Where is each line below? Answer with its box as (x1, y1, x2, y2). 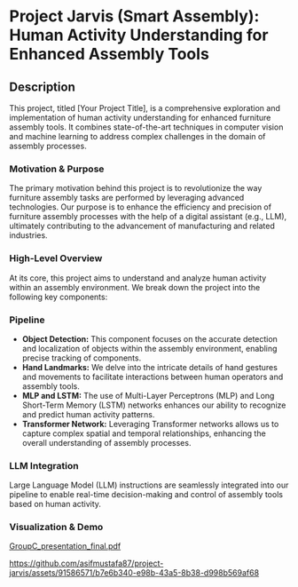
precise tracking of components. (21, 353, 142, 363)
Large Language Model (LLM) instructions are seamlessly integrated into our (9, 480, 289, 490)
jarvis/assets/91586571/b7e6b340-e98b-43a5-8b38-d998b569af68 (9, 567, 260, 578)
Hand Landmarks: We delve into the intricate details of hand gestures (21, 361, 278, 372)
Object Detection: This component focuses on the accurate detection (21, 333, 278, 344)
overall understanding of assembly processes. (21, 437, 192, 448)
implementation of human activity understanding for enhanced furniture (9, 113, 271, 123)
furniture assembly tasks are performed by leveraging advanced (9, 193, 245, 203)
